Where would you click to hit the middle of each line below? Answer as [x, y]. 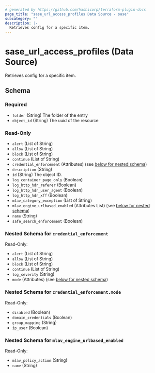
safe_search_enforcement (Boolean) [47, 221]
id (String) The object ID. [37, 175]
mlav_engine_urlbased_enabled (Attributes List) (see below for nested [81, 206]
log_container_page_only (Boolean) [47, 180]
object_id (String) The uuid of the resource [55, 120]
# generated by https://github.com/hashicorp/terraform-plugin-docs [76, 9]
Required [16, 105]
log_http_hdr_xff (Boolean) [40, 195]
